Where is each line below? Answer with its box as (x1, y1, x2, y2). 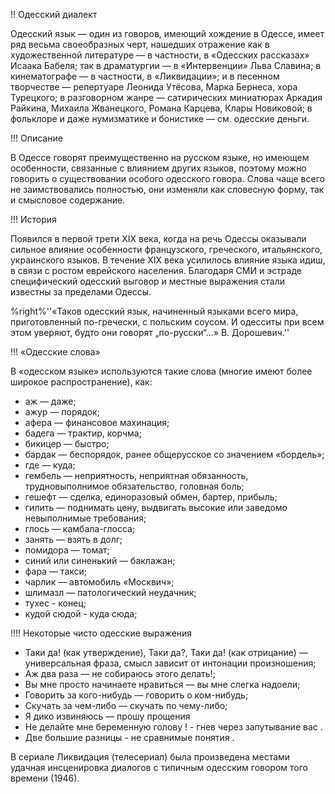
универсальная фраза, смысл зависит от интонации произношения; (24, 657, 317, 669)
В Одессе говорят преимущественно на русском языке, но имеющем (10, 152, 310, 163)
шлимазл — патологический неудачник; (24, 587, 197, 598)
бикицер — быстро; (24, 438, 110, 449)
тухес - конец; (24, 597, 87, 609)
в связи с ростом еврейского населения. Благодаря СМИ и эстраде (10, 265, 302, 276)
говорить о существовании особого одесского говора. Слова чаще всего (10, 173, 325, 184)
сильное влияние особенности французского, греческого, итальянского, (10, 244, 323, 255)
